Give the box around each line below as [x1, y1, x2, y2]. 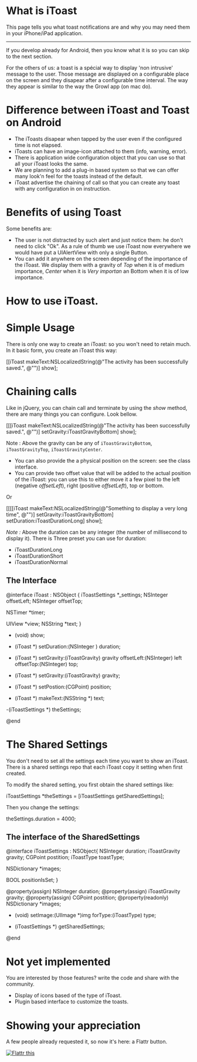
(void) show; [14, 632, 45, 639]
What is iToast [6, 4, 77, 18]
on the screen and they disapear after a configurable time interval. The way [6, 76, 188, 83]
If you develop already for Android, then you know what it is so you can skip [6, 46, 189, 53]
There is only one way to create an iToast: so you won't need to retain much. [6, 340, 191, 347]
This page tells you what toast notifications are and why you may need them [6, 23, 191, 30]
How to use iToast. [6, 294, 98, 307]
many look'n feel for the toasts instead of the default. [14, 172, 143, 179]
